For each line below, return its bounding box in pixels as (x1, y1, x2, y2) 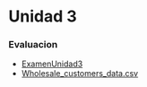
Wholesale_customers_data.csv (21, 68, 139, 79)
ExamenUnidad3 (21, 58, 83, 69)
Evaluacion (8, 39, 58, 51)
